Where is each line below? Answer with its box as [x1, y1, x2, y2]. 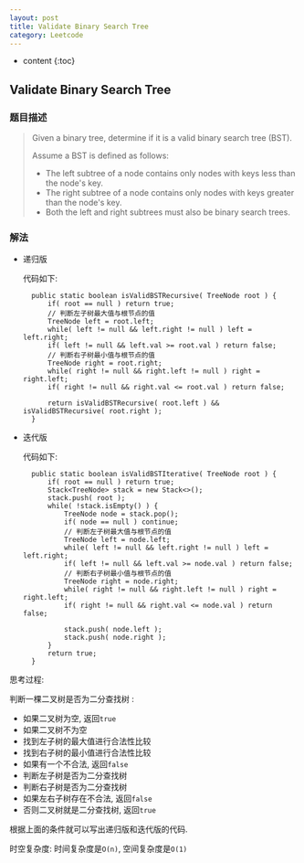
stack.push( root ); [47, 494, 126, 503]
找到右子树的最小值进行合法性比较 [22, 747, 152, 759]
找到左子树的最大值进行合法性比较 [22, 736, 152, 747]
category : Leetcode [9, 30, 84, 39]
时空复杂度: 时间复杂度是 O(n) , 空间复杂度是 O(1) [9, 843, 188, 855]
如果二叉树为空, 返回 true [22, 713, 117, 724]
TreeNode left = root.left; [47, 317, 154, 326]
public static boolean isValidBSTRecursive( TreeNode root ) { [31, 292, 277, 301]
